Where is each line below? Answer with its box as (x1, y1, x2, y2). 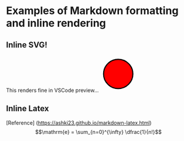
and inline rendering (6, 16, 107, 30)
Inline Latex (6, 104, 49, 114)
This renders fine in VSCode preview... (6, 87, 99, 94)
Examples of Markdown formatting (6, 4, 179, 18)
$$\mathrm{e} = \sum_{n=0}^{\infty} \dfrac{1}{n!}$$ (35, 128, 162, 135)
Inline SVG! (6, 40, 48, 50)
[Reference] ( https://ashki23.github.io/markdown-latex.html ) (6, 119, 152, 126)
